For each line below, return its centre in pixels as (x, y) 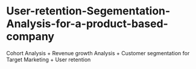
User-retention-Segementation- (88, 11)
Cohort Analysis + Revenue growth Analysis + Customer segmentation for (98, 53)
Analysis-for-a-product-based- (87, 24)
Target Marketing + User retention (49, 59)
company (30, 37)
